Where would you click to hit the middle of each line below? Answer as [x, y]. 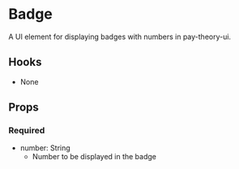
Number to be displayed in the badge [94, 157]
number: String [45, 148]
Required [27, 131]
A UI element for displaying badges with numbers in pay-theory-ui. [120, 37]
